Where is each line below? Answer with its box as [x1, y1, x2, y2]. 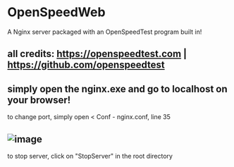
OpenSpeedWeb [7, 4, 106, 20]
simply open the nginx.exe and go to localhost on [7, 82, 228, 95]
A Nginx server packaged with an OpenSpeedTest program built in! [7, 27, 202, 36]
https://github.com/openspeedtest [7, 59, 165, 71]
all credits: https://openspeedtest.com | [7, 48, 187, 60]
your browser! [7, 94, 71, 106]
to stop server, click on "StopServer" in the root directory [7, 151, 173, 160]
